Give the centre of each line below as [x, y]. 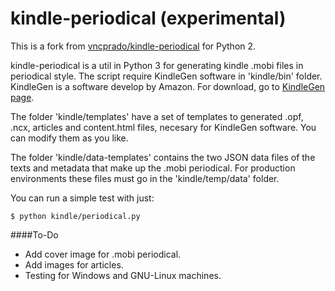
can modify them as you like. [69, 138]
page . [22, 97]
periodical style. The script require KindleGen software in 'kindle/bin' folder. [166, 76]
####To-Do [34, 234]
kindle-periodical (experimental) [148, 18]
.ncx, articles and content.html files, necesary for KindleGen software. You [163, 127]
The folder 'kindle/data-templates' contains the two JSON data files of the [163, 157]
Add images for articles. [74, 264]
